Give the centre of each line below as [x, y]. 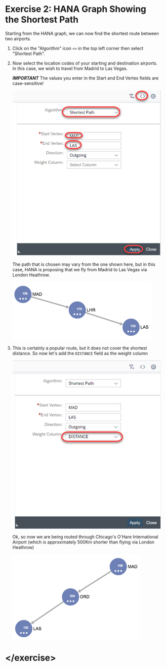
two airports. [18, 39]
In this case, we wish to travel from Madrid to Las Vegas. [70, 68]
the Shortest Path [42, 20]
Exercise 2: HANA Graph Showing [76, 9]
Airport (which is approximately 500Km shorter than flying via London [83, 542]
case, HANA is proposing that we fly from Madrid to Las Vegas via [80, 270]
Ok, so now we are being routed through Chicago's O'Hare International [85, 537]
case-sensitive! [28, 83]
